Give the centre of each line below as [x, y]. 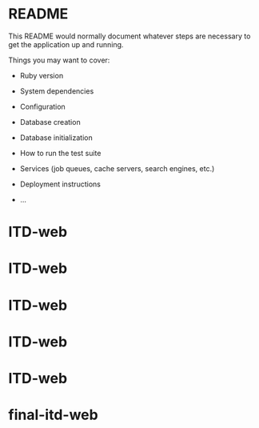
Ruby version [42, 75]
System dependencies [57, 91]
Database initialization [56, 138]
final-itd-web [53, 415]
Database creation [50, 122]
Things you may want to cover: [59, 60]
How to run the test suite [60, 153]
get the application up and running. [66, 44]
